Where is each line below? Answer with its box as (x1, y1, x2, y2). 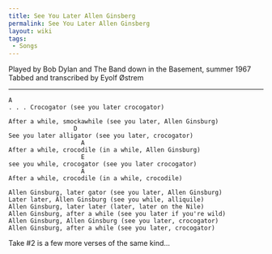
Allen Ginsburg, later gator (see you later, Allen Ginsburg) (8, 188, 223, 197)
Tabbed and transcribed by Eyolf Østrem (8, 73, 144, 83)
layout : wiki (8, 27, 53, 35)
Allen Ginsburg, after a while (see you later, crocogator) (8, 224, 216, 232)
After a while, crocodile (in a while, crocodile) (8, 174, 183, 183)
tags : (8, 34, 27, 43)
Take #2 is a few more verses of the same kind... (8, 239, 171, 248)
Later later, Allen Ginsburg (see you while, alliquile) (8, 196, 205, 204)
